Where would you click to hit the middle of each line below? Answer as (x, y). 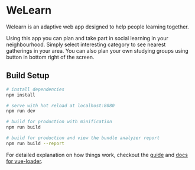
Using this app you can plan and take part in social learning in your (87, 38)
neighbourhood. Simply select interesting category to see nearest (86, 44)
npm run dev (21, 111)
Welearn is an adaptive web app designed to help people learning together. (97, 27)
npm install (21, 95)
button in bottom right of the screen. (50, 57)
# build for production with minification (59, 122)
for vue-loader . (25, 161)
